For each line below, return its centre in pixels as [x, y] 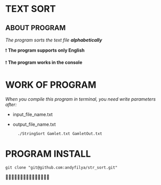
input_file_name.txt [32, 114]
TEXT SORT [31, 9]
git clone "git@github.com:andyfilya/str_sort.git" [61, 167]
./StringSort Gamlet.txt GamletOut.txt [60, 133]
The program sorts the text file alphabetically [54, 40]
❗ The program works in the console [44, 62]
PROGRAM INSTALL [48, 154]
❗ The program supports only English [45, 50]
